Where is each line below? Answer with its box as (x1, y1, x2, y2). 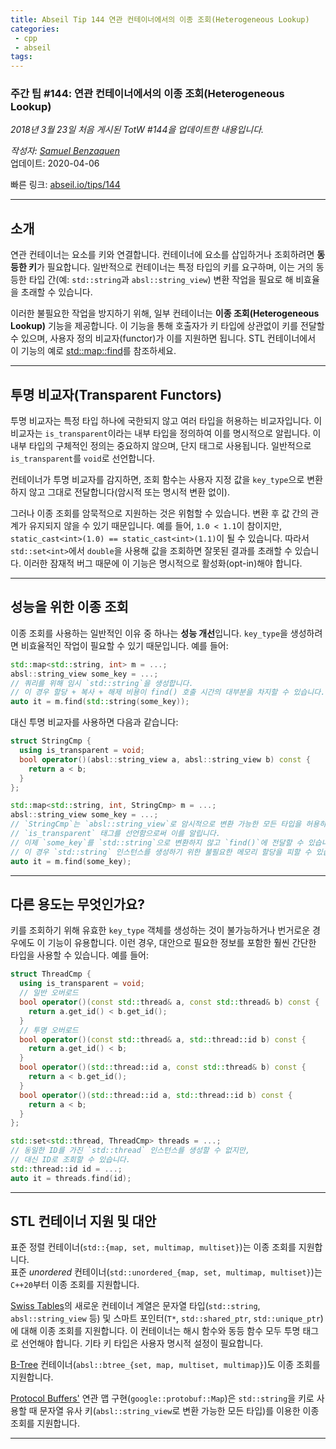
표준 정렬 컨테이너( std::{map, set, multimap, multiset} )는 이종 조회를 (10, 1241, 297, 1253)
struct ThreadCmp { (10, 969, 92, 980)
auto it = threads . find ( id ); (10, 1173, 132, 1183)
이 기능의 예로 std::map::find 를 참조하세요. (10, 345, 177, 357)
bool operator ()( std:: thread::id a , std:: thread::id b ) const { (19, 1090, 293, 1100)
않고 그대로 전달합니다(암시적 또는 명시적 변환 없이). (28, 486, 230, 498)
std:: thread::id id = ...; (10, 1164, 123, 1174)
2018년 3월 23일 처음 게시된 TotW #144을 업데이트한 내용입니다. (10, 124, 265, 136)
